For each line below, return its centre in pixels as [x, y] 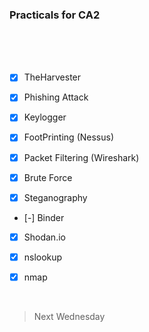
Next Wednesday [69, 316]
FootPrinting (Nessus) [69, 137]
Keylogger [45, 117]
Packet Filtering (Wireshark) [81, 157]
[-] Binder [44, 217]
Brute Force [48, 177]
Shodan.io [44, 237]
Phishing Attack [56, 97]
